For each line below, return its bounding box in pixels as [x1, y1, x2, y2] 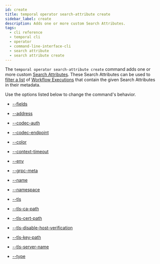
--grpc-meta [12, 168, 38, 174]
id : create [5, 7, 27, 12]
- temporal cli [9, 35, 41, 40]
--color [12, 139, 27, 145]
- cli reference [9, 30, 43, 35]
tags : [5, 26, 16, 30]
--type [12, 254, 26, 260]
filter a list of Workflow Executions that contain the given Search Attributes [5, 77, 156, 83]
